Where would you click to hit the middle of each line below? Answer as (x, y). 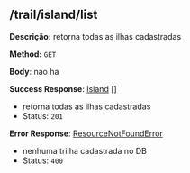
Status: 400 (42, 160)
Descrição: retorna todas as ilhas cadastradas (95, 36)
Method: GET (33, 54)
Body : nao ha (34, 71)
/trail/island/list (54, 15)
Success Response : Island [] (63, 88)
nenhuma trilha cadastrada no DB (84, 150)
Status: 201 (42, 115)
